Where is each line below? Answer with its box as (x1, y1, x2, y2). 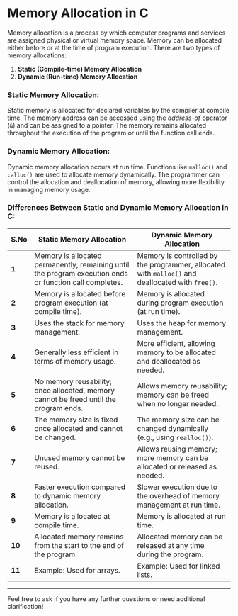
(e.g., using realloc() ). (137, 432, 214, 442)
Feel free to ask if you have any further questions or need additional (7, 594, 205, 603)
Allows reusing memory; (137, 444, 217, 454)
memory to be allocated (137, 347, 216, 357)
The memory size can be (137, 415, 220, 425)
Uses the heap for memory (137, 318, 227, 327)
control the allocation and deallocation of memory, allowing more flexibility (7, 177, 225, 186)
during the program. (137, 549, 204, 559)
